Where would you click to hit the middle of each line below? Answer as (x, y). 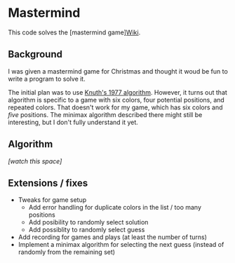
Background (35, 54)
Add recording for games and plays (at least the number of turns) (113, 237)
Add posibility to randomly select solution (88, 222)
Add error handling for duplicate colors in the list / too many (115, 208)
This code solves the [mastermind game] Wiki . (74, 32)
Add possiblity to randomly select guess (87, 230)
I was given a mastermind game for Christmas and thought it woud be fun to (118, 71)
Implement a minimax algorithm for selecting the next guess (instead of (121, 245)
